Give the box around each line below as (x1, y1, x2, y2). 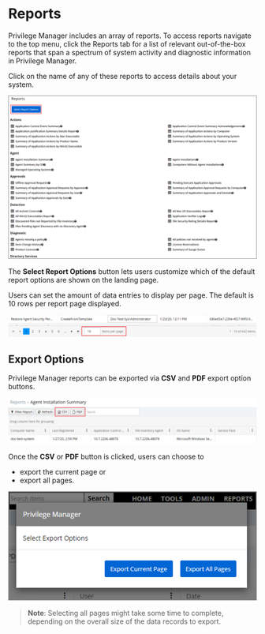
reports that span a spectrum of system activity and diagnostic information (8, 47, 251, 57)
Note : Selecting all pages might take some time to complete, (27, 608, 224, 617)
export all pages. (19, 475, 75, 485)
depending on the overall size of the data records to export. (27, 617, 222, 626)
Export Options (8, 352, 84, 366)
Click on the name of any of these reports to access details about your (8, 71, 237, 81)
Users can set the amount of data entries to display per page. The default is (8, 290, 255, 300)
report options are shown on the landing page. (8, 275, 159, 284)
